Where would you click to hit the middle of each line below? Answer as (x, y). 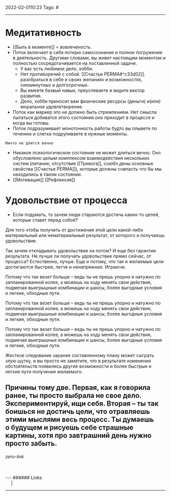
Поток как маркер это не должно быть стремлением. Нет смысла (84, 112)
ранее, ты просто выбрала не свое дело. (73, 396)
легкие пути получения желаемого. (44, 371)
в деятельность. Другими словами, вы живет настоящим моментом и (89, 58)
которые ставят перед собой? (45, 220)
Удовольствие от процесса (66, 200)
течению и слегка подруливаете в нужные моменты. (70, 134)
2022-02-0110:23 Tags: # (32, 7)
